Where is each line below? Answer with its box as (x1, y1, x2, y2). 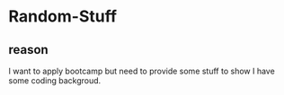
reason (8, 42, 49, 57)
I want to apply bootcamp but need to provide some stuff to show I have (8, 65, 275, 76)
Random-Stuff (8, 6, 118, 27)
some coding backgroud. (8, 75, 102, 86)
